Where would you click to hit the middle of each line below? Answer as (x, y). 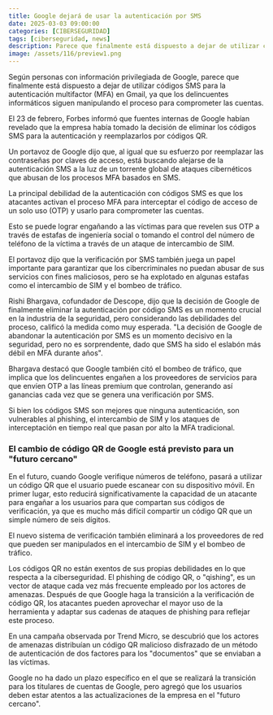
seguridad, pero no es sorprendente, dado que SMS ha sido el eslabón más (135, 344)
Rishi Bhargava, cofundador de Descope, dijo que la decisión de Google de (134, 301)
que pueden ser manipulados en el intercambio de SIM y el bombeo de (127, 544)
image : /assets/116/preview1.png (65, 54)
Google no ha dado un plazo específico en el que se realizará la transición (132, 678)
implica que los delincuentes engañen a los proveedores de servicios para (133, 377)
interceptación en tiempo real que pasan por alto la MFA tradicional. (122, 427)
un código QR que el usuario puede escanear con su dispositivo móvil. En (132, 486)
